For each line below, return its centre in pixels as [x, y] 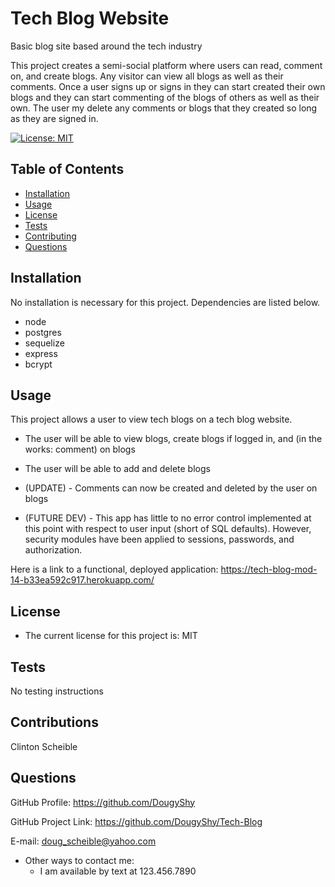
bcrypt [38, 364]
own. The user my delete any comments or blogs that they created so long [164, 108]
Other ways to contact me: [79, 860]
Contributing [50, 236]
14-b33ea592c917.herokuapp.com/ [82, 580]
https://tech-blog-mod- [269, 569]
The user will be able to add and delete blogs [117, 469]
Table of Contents [67, 169]
